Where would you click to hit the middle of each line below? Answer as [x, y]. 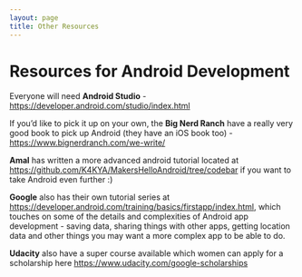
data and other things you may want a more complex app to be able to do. [147, 236]
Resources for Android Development [150, 71]
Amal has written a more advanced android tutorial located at [124, 161]
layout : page [34, 18]
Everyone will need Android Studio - [78, 96]
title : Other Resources [54, 26]
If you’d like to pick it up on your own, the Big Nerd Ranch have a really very [151, 124]
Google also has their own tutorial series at [90, 197]
